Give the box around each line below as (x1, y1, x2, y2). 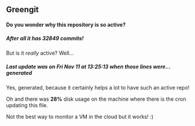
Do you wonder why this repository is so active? (6, 21, 126, 28)
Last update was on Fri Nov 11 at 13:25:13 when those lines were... (6, 63, 171, 70)
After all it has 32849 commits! (6, 35, 84, 42)
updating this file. (6, 101, 48, 108)
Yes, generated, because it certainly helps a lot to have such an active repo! (6, 84, 190, 91)
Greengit (6, 5, 39, 15)
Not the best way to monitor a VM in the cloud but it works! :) (6, 113, 154, 120)
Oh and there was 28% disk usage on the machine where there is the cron (6, 95, 186, 102)
